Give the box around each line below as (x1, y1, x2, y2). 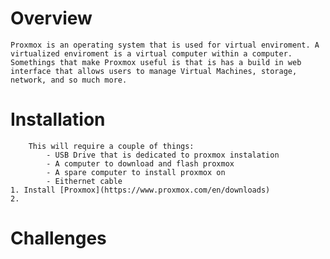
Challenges (10, 227, 107, 250)
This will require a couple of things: (28, 141, 195, 151)
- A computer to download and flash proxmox (46, 158, 235, 169)
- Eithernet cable (46, 176, 123, 186)
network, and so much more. (10, 75, 128, 85)
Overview (10, 7, 93, 30)
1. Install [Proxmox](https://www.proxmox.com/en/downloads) (10, 185, 271, 195)
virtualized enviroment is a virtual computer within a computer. (10, 48, 293, 59)
